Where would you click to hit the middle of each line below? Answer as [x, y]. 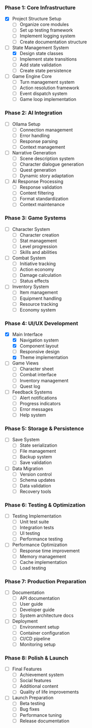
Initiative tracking [38, 264]
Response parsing [39, 141]
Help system [33, 415]
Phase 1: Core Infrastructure [40, 8]
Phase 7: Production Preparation [46, 581]
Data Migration [28, 469]
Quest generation [38, 170]
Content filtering [37, 193]
